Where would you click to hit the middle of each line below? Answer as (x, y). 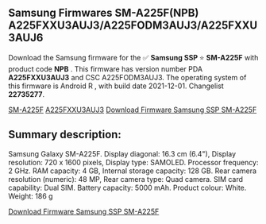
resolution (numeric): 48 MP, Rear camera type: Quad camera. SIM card (126, 179)
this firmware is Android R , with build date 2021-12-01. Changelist (116, 86)
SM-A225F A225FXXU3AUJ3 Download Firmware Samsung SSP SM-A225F (133, 110)
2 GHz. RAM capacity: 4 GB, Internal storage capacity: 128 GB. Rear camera (132, 171)
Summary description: (65, 135)
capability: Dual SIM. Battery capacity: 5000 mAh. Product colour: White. (127, 187)
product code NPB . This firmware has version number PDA (106, 69)
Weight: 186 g (31, 196)
